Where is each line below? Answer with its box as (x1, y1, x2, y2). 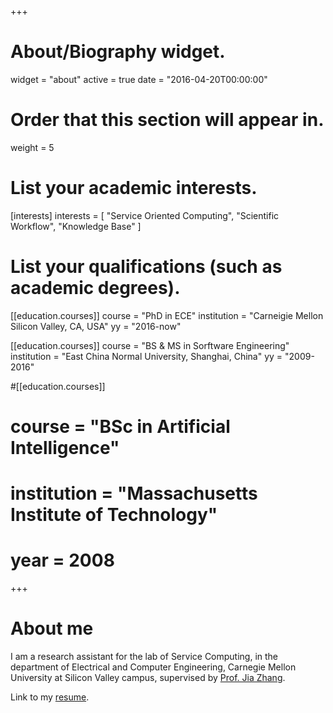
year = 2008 (10, 549, 115, 572)
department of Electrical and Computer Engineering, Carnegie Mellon (10, 661, 297, 673)
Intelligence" (10, 436, 120, 459)
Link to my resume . (10, 691, 90, 703)
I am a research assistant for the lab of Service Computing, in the (10, 651, 279, 662)
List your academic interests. (10, 177, 258, 200)
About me (10, 617, 94, 640)
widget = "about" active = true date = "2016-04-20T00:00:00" (10, 73, 268, 85)
